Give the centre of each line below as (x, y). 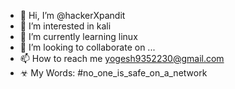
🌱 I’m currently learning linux (78, 36)
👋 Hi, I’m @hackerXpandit (72, 15)
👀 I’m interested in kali (65, 26)
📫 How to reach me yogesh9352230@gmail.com (122, 58)
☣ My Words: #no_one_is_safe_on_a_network (113, 73)
